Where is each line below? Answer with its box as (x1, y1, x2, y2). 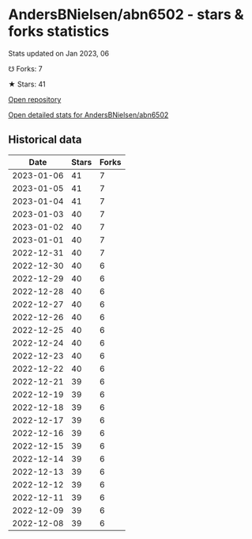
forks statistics (8, 22, 109, 40)
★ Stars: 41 (8, 79, 46, 89)
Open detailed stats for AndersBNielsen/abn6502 (8, 109, 169, 120)
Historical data (8, 133, 82, 147)
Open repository (8, 94, 62, 104)
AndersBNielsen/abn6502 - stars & (8, 6, 244, 24)
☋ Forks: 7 (8, 63, 43, 73)
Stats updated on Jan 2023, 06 (8, 48, 110, 58)
